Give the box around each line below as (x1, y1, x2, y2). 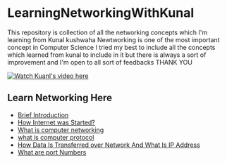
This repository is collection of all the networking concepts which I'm (7, 28, 208, 37)
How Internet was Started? (17, 118, 95, 126)
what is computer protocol (17, 133, 94, 141)
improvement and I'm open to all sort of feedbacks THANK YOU (7, 58, 192, 66)
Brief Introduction (17, 110, 69, 119)
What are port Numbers (17, 148, 87, 156)
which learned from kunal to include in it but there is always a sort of (7, 51, 207, 59)
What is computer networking (17, 125, 104, 134)
